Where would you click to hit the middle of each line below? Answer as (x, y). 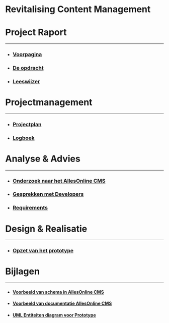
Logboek (23, 138)
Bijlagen (23, 272)
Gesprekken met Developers (48, 194)
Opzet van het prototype (43, 251)
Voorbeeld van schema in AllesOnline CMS (58, 292)
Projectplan (27, 124)
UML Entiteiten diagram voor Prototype (54, 315)
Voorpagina (27, 55)
